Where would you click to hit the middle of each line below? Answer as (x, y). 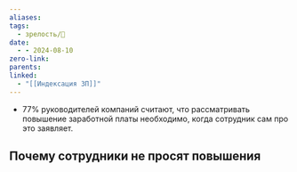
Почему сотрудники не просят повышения (135, 156)
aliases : (25, 17)
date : (19, 42)
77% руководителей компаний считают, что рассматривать (136, 109)
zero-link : (29, 59)
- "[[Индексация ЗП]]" (59, 84)
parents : (25, 68)
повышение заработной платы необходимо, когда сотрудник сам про (155, 119)
